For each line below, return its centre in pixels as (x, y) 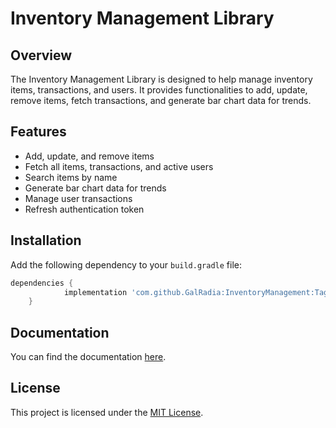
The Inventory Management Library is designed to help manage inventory (161, 79)
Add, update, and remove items (89, 156)
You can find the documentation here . (88, 357)
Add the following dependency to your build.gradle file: (126, 264)
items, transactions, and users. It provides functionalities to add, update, (159, 90)
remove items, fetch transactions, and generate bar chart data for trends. (161, 100)
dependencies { (42, 283)
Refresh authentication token (84, 209)
